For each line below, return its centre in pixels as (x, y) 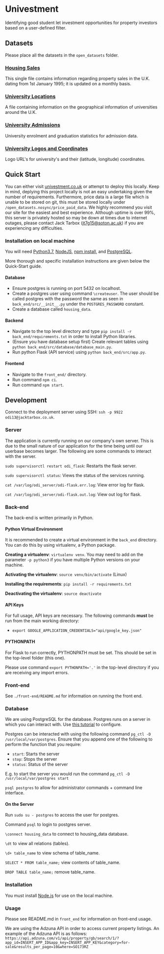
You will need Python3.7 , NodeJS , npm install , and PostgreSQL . (69, 252)
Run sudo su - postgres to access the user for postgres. (62, 815)
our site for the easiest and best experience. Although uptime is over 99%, (80, 212)
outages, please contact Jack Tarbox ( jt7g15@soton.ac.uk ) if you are (74, 223)
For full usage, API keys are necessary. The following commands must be (79, 616)
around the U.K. (21, 112)
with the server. (21, 456)
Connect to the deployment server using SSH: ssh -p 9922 (64, 412)
